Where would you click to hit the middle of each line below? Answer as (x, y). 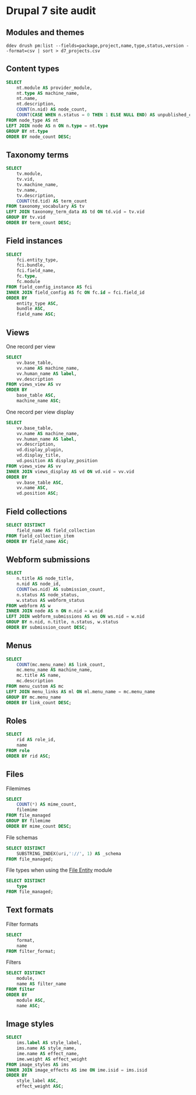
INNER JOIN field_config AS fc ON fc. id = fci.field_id (75, 292)
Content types (33, 69)
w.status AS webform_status (50, 600)
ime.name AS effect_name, (48, 1053)
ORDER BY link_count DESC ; (39, 703)
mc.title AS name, (39, 676)
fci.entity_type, (38, 260)
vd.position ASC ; (38, 493)
